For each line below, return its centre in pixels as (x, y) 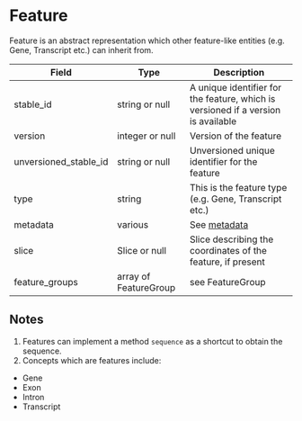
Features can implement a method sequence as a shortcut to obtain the (152, 341)
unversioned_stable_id (61, 161)
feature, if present (227, 262)
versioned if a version (235, 110)
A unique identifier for (235, 87)
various (133, 224)
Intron (33, 397)
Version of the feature (235, 136)
